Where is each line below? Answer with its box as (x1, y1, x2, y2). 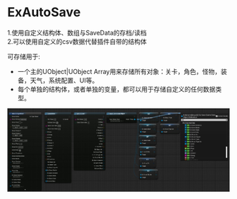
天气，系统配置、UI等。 (30, 76, 99, 85)
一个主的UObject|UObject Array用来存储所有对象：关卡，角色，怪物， (17, 67, 221, 76)
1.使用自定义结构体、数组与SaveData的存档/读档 (7, 28, 147, 37)
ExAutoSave (7, 4, 81, 20)
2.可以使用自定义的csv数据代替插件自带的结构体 (7, 37, 147, 46)
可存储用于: (7, 52, 41, 61)
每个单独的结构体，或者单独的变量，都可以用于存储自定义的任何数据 (17, 85, 216, 93)
